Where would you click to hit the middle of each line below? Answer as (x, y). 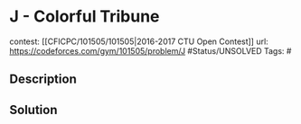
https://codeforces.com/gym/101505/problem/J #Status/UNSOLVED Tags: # (150, 50)
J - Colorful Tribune (85, 17)
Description (43, 80)
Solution (33, 110)
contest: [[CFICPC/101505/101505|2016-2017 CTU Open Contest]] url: (139, 41)
